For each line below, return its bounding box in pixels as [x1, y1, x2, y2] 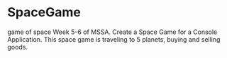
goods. [7, 42, 28, 51]
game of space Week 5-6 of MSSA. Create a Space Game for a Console [7, 28, 218, 36]
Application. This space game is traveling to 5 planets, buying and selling [7, 35, 221, 43]
